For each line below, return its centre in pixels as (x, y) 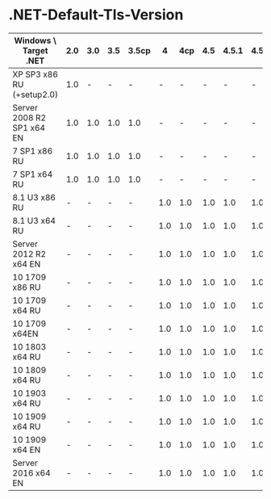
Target (35, 50)
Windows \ (35, 40)
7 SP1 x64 (33, 174)
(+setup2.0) (35, 94)
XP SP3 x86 (35, 74)
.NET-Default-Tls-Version (96, 15)
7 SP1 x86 (33, 151)
